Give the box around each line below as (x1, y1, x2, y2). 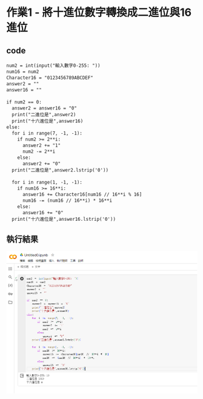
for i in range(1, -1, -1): (12, 179, 83, 186)
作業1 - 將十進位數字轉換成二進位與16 (6, 5, 192, 19)
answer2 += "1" (22, 142, 61, 148)
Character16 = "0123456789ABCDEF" (6, 75, 94, 81)
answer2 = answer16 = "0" (12, 105, 78, 111)
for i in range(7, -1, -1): (12, 130, 83, 136)
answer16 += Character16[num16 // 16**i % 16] (22, 192, 142, 198)
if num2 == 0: (6, 99, 42, 105)
